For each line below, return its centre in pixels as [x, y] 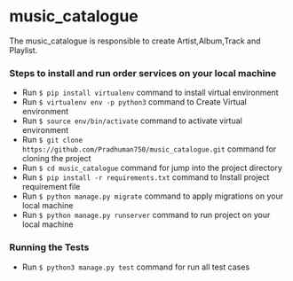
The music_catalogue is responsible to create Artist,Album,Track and [135, 41]
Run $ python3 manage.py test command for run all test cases [136, 267]
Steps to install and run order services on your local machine [143, 73]
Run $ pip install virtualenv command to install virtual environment [150, 93]
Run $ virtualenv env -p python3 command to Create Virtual [134, 102]
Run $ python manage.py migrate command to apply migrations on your [153, 196]
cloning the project [56, 159]
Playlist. [24, 50]
